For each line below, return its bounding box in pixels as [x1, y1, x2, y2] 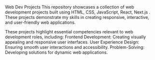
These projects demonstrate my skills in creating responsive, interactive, [5, 15, 150, 20]
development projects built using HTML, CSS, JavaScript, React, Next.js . [5, 9, 151, 15]
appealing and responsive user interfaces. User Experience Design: [5, 39, 140, 45]
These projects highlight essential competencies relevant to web [5, 29, 134, 34]
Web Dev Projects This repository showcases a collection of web [5, 4, 134, 10]
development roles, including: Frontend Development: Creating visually [5, 34, 146, 40]
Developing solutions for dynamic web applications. [5, 49, 108, 55]
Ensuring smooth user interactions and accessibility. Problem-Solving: [5, 45, 145, 50]
